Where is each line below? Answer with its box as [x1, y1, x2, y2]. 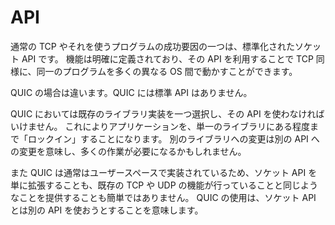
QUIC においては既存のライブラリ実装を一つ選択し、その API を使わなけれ [10, 107, 317, 120]
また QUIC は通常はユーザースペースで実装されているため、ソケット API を [10, 166, 318, 178]
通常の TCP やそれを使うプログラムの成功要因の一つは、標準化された [10, 40, 295, 52]
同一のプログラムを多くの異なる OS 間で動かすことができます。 [36, 65, 298, 77]
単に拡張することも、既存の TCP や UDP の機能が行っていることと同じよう [10, 179, 318, 191]
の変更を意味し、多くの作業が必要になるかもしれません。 [10, 145, 247, 157]
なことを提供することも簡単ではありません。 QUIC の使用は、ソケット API [10, 191, 317, 203]
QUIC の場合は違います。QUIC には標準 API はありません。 [10, 86, 253, 98]
